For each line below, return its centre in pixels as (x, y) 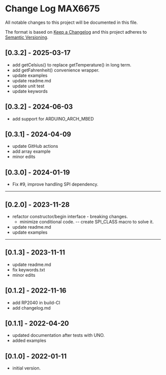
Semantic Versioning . (27, 37)
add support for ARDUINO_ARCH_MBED (53, 119)
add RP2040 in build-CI (36, 303)
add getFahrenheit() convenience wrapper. (56, 70)
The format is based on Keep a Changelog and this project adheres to (76, 32)
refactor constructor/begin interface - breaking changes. (70, 217)
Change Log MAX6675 (53, 9)
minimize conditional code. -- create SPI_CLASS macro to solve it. (87, 222)
